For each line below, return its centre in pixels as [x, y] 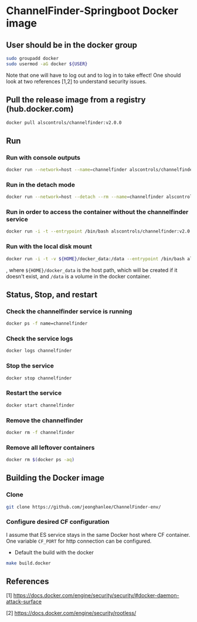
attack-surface [24, 602]
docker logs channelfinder [39, 351]
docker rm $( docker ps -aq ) [40, 460]
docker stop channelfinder [39, 378]
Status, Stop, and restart [52, 295]
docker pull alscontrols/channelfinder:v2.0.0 [64, 122]
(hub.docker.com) [40, 109]
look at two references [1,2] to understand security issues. [77, 81]
